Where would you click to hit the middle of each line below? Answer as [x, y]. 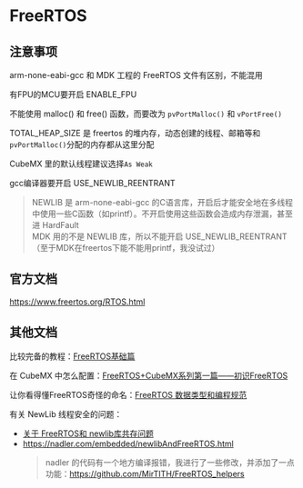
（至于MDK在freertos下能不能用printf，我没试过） [126, 248]
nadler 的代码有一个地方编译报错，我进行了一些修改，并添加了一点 [170, 462]
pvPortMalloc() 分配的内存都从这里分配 [82, 144]
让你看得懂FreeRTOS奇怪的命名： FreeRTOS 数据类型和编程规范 [128, 394]
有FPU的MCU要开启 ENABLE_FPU [73, 95]
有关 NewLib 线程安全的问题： [66, 413]
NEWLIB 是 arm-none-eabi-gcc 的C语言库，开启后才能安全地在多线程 [162, 202]
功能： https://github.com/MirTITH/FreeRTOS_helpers [145, 473]
